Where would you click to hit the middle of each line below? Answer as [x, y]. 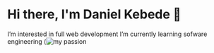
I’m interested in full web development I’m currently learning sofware [107, 34]
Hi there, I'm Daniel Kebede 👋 [94, 14]
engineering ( [27, 41]
